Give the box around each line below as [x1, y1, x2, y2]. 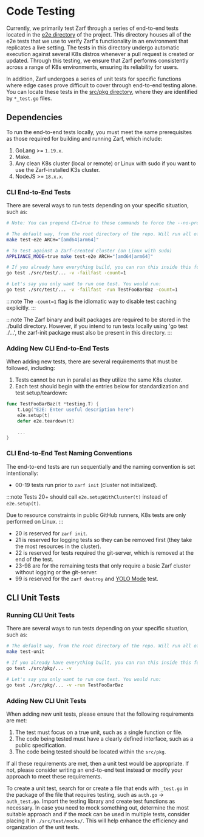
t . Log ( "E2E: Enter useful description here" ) [17, 407, 135, 413]
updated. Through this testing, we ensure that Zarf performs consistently [6, 57, 189, 64]
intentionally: [6, 469, 38, 477]
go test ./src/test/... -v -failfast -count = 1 [6, 270, 126, 276]
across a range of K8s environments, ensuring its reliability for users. [6, 63, 179, 71]
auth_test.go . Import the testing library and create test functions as [6, 797, 175, 805]
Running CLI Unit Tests [6, 611, 75, 619]
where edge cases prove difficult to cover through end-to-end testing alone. [6, 81, 197, 89]
